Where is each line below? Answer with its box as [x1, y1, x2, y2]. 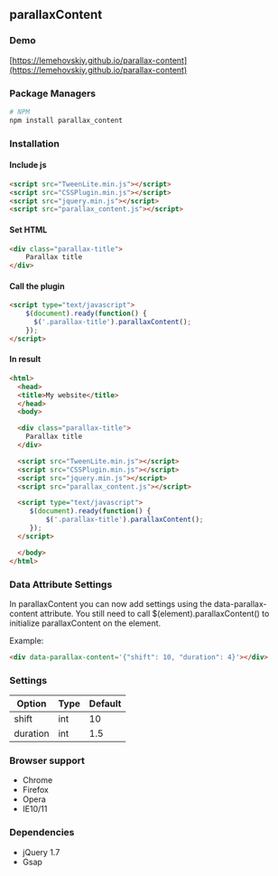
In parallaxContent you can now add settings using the [9, 598, 212, 609]
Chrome [22, 775, 53, 786]
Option [16, 697, 47, 710]
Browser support [9, 754, 86, 767]
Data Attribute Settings [9, 578, 113, 591]
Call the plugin [9, 280, 65, 292]
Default [88, 697, 122, 710]
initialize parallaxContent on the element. [9, 618, 162, 629]
